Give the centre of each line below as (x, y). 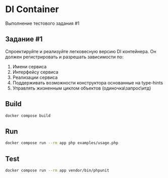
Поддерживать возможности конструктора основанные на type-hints (88, 82)
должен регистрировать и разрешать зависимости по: (64, 57)
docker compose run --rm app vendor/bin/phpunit (57, 170)
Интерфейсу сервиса (36, 72)
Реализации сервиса (35, 77)
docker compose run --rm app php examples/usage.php (62, 143)
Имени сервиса (30, 66)
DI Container (32, 9)
